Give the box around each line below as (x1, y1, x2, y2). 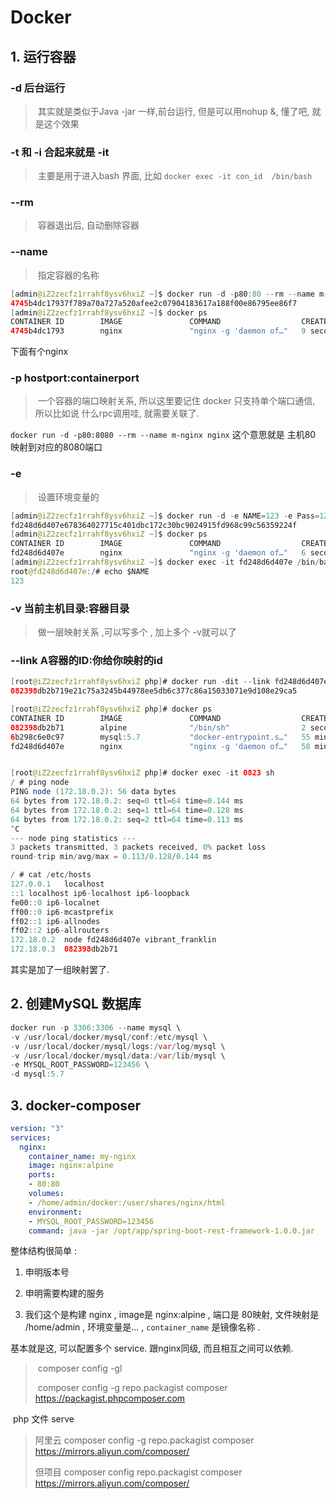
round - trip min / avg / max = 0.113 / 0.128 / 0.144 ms (10, 852, 213, 862)
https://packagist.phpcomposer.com (34, 1392, 186, 1405)
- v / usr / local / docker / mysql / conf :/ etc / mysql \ (10, 1032, 208, 1042)
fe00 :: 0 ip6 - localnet (10, 897, 101, 908)
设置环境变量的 (37, 491, 100, 503)
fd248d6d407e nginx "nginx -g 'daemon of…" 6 (10, 548, 307, 558)
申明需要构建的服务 (24, 1287, 105, 1300)
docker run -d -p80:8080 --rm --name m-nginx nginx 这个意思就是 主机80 (10, 429, 317, 441)
